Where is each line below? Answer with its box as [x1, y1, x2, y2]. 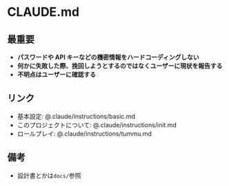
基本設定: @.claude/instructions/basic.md [17, 112, 136, 120]
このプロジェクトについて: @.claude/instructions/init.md [17, 120, 177, 129]
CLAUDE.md [7, 4, 80, 20]
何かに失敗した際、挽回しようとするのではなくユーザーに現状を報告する [17, 62, 223, 70]
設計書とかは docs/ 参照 [17, 171, 81, 180]
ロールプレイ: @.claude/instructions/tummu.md [17, 129, 152, 138]
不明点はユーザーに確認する [17, 71, 97, 78]
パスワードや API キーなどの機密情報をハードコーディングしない [17, 53, 199, 61]
